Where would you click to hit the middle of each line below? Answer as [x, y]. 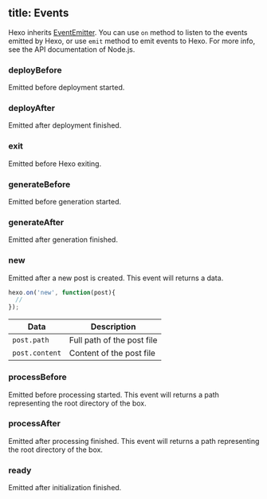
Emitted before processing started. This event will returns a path [114, 394]
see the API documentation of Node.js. [72, 49]
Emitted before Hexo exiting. [55, 164]
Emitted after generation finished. [63, 240]
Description [113, 327]
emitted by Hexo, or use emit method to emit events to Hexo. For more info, [132, 41]
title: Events [39, 13]
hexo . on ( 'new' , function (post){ [62, 292]
